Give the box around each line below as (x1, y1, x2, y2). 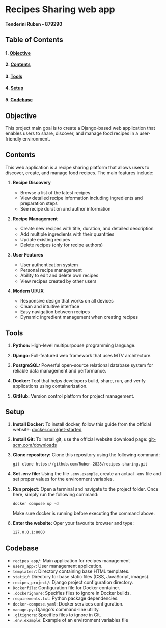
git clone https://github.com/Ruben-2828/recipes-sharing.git (12, 461, 148, 467)
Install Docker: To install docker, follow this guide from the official (12, 421, 151, 427)
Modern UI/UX (12, 288, 44, 294)
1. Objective (5, 50, 31, 56)
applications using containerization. (12, 383, 88, 389)
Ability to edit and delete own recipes (20, 272, 99, 278)
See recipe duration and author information (20, 205, 111, 212)
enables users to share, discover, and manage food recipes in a (5, 130, 139, 136)
